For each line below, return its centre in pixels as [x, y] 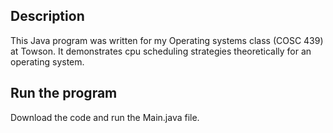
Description [47, 16]
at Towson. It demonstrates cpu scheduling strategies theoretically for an [161, 51]
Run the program [64, 93]
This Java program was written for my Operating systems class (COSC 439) [167, 40]
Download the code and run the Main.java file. [105, 117]
